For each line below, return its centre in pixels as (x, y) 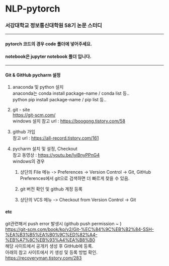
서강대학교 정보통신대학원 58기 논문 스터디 (54, 26)
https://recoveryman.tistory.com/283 (44, 258)
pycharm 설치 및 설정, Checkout (45, 149)
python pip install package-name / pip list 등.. (59, 100)
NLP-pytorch (33, 9)
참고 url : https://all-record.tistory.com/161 (56, 138)
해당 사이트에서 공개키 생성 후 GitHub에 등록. (49, 246)
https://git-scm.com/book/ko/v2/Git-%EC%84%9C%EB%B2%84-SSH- (80, 229)
